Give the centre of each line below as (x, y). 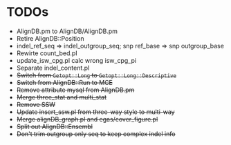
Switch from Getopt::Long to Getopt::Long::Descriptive (96, 75)
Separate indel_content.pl (53, 68)
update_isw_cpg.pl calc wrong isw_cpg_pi (76, 60)
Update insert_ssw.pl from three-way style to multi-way (95, 112)
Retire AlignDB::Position (50, 38)
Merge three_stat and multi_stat (61, 97)
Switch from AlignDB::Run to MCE (65, 82)
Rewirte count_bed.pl (47, 53)
